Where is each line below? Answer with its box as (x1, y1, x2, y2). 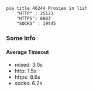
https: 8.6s (14, 74, 41, 81)
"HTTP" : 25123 (16, 10, 54, 16)
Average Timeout (6, 48, 49, 55)
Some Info (6, 34, 36, 42)
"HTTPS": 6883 (16, 16, 51, 21)
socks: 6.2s (14, 80, 43, 87)
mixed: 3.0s (14, 61, 43, 68)
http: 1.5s (14, 67, 37, 75)
